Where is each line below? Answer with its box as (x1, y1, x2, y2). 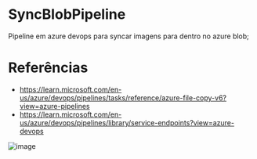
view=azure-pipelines (19, 101, 90, 110)
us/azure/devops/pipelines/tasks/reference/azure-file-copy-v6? (19, 92, 227, 103)
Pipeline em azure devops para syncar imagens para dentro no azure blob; (8, 31, 249, 41)
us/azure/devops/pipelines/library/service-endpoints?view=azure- (19, 117, 235, 127)
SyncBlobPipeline (8, 5, 126, 23)
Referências (8, 59, 89, 77)
